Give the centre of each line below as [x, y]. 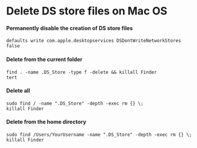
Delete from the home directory [46, 122]
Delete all [18, 91]
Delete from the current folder [44, 59]
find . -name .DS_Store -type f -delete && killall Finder [82, 72]
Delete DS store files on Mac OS [87, 11]
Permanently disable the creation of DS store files [70, 28]
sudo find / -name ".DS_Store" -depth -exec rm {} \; [75, 103]
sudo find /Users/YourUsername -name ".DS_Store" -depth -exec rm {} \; [99, 135]
